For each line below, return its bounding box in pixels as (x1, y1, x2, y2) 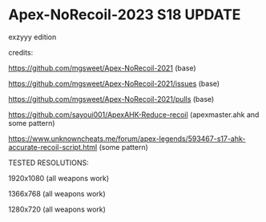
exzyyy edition (8, 32, 57, 42)
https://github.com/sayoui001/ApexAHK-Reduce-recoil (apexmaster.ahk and (8, 110, 260, 119)
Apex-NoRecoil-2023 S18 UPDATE (8, 6, 241, 24)
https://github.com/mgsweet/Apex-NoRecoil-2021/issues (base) (8, 79, 220, 88)
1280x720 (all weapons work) (8, 204, 107, 214)
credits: (8, 47, 34, 57)
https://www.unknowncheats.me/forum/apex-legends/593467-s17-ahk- (8, 134, 246, 143)
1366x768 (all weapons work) (8, 188, 106, 198)
